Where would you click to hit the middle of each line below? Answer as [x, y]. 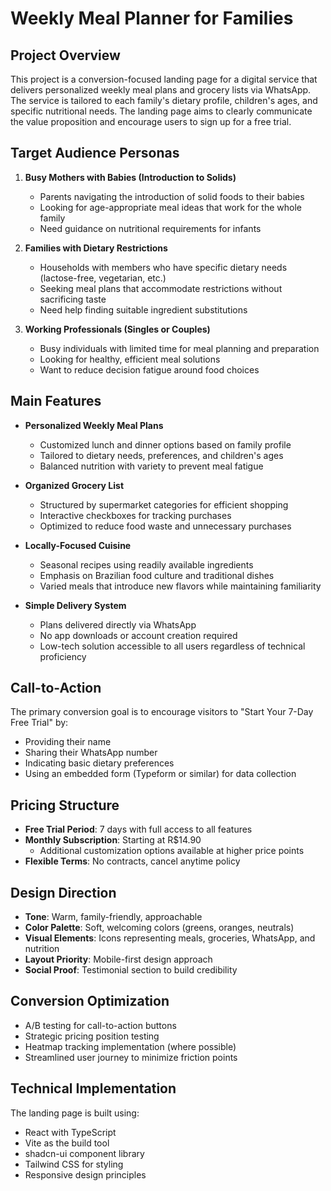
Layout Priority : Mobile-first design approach [118, 959]
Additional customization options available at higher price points [172, 851]
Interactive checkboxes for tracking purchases [135, 515]
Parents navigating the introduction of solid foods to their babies [172, 196]
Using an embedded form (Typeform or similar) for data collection [160, 774]
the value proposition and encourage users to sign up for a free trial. [151, 121]
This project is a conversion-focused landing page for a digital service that [164, 79]
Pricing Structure [65, 805]
